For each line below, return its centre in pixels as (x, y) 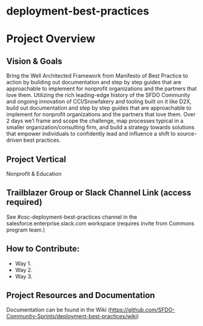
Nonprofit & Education (34, 174)
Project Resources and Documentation (81, 295)
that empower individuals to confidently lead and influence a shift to (91, 134)
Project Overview (51, 39)
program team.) (26, 230)
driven (14, 140)
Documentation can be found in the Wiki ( (58, 310)
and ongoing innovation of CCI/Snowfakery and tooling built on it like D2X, (99, 102)
